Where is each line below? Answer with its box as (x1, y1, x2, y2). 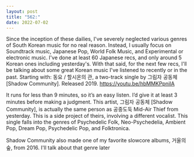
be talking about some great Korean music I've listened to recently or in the (6, 67, 188, 74)
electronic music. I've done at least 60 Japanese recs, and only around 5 (6, 54, 182, 62)
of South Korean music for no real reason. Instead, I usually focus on (6, 42, 172, 49)
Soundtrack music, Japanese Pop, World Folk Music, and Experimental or (6, 48, 183, 55)
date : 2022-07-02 (6, 19, 49, 25)
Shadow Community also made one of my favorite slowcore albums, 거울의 (6, 137, 186, 144)
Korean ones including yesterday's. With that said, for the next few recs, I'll (6, 60, 188, 67)
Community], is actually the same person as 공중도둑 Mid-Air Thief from (6, 106, 179, 113)
